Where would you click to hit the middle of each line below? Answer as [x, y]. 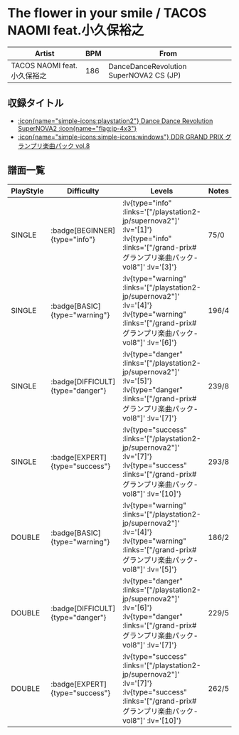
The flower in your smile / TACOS [107, 13]
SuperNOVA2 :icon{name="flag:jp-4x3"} [77, 128]
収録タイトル [36, 104]
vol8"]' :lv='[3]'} [149, 267]
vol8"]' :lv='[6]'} [149, 342]
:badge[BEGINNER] [83, 231]
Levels [162, 191]
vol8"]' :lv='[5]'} [149, 569]
